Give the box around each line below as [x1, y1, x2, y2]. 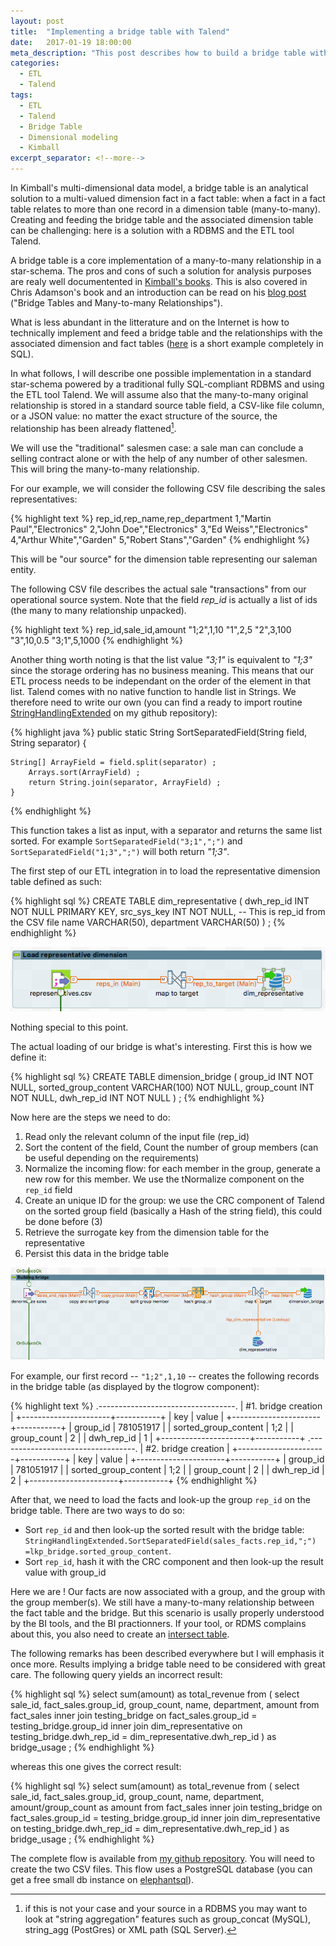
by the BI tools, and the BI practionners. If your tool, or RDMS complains [10, 1618, 307, 1630]
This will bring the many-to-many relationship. [10, 463, 200, 475]
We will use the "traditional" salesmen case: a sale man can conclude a [10, 441, 304, 454]
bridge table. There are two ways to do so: [10, 1505, 185, 1517]
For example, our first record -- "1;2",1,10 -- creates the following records [10, 1370, 320, 1382]
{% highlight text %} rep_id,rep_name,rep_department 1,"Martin [10, 512, 272, 524]
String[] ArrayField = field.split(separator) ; [10, 757, 217, 767]
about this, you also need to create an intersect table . [10, 1628, 230, 1640]
